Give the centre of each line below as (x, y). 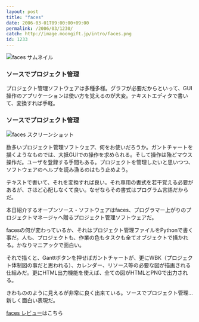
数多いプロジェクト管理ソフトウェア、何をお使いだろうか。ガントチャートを (100, 147)
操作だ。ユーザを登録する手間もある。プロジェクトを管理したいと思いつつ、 (100, 162)
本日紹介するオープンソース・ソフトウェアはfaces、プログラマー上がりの (96, 210)
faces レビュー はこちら (35, 313)
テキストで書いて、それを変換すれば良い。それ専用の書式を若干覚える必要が (100, 182)
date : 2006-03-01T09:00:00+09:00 (48, 23)
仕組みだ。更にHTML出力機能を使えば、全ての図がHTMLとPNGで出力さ (94, 272)
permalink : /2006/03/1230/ (40, 28)
